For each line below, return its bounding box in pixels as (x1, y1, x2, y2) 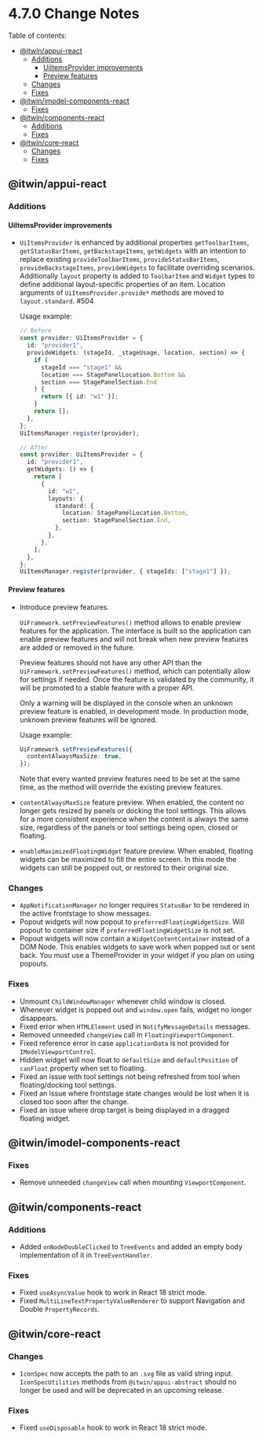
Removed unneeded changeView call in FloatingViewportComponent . (19, 1029, 235, 1039)
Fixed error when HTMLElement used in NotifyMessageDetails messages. (19, 1022, 250, 1031)
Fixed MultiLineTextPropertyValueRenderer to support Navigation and (19, 1296, 245, 1306)
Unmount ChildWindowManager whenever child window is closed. (19, 996, 226, 1006)
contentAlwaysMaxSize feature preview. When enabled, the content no (19, 797, 245, 807)
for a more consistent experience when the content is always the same (19, 815, 249, 824)
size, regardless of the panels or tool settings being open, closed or (19, 823, 239, 832)
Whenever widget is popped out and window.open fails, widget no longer (19, 1004, 253, 1015)
